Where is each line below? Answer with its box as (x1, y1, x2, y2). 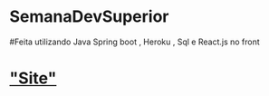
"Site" (9, 68, 57, 89)
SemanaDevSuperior (9, 6, 169, 27)
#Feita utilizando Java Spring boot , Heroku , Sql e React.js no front (9, 36, 260, 47)
